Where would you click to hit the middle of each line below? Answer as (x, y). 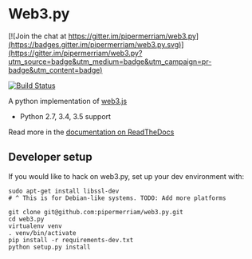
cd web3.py (26, 219)
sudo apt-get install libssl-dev (64, 191)
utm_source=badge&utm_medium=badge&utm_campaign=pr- (110, 62)
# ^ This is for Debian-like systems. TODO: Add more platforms (117, 198)
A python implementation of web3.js (68, 101)
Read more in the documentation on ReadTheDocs (91, 132)
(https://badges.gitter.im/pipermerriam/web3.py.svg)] (96, 44)
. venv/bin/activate (43, 233)
